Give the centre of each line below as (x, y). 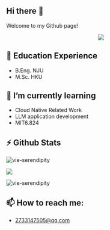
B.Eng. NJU (29, 70)
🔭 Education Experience (52, 56)
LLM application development (52, 117)
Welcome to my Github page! (42, 25)
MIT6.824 (27, 123)
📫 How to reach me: (45, 203)
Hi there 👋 (25, 11)
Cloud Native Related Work (48, 110)
